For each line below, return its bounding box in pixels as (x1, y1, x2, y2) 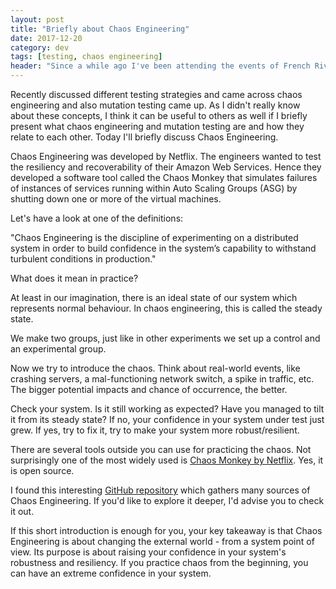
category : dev (10, 42, 70, 53)
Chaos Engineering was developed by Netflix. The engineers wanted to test (10, 151, 322, 162)
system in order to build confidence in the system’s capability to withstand (10, 242, 317, 254)
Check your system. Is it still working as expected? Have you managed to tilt (10, 403, 325, 415)
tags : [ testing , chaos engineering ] (10, 52, 163, 62)
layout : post (10, 14, 65, 25)
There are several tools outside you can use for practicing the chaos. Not (10, 444, 312, 455)
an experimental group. (10, 343, 107, 355)
